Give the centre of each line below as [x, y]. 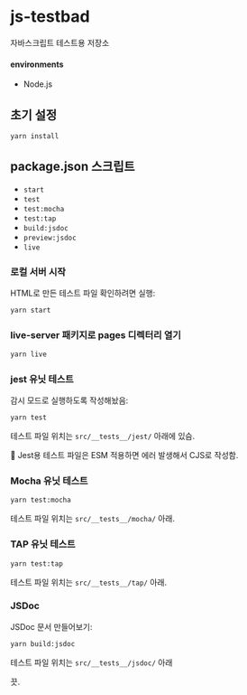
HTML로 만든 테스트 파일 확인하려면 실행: [83, 293]
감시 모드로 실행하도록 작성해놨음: [69, 400]
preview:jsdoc [50, 238]
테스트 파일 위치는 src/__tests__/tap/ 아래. [89, 582]
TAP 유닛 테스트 [43, 544]
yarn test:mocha [41, 500]
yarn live [29, 354]
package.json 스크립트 [73, 167]
